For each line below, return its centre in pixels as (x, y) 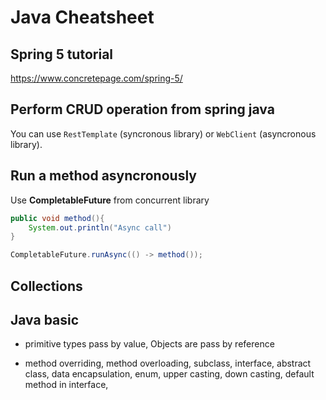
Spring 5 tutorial (62, 54)
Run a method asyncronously (103, 176)
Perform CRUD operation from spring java (142, 109)
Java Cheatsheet (82, 17)
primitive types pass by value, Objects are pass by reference (149, 344)
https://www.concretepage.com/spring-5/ (96, 78)
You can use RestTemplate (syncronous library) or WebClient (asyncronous (163, 133)
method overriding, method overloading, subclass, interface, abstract (168, 363)
